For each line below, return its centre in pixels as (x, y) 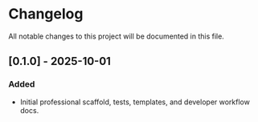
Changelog (46, 14)
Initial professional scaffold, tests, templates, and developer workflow (135, 102)
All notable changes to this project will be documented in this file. (117, 36)
